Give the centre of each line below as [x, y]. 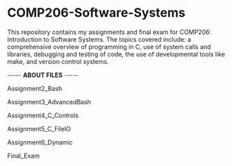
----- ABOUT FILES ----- [43, 75]
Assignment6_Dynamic [40, 142]
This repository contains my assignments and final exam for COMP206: [109, 32]
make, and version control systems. [58, 61]
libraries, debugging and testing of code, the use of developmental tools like [116, 54]
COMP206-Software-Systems [96, 13]
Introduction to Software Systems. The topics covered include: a [99, 39]
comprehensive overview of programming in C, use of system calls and [109, 47]
